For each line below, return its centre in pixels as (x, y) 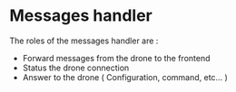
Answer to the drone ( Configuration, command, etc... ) (125, 77)
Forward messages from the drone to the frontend (116, 58)
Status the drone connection (76, 68)
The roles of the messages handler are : (84, 41)
